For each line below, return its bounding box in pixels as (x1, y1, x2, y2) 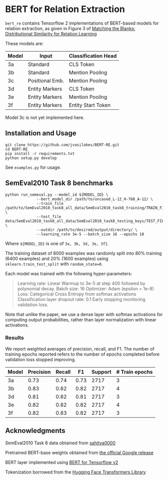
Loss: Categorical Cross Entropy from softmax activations (17, 291, 136, 297)
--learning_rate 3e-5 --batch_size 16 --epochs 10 (36, 232, 144, 237)
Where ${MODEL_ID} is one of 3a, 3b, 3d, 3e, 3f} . (5, 240, 109, 246)
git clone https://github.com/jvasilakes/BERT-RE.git (5, 142, 120, 147)
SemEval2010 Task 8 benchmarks (5, 179, 113, 188)
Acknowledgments (5, 426, 66, 435)
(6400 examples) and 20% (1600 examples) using (5, 255, 108, 261)
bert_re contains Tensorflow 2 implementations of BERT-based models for (5, 20, 159, 26)
